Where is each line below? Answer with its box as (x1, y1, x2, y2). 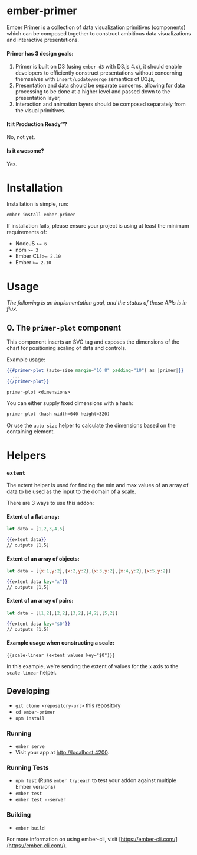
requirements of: (6, 229, 47, 236)
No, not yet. (6, 134, 35, 141)
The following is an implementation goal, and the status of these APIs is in (6, 299, 188, 306)
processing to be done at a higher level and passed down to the (15, 88, 170, 95)
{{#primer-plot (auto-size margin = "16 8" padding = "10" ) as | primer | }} (6, 368, 184, 374)
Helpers (6, 448, 47, 462)
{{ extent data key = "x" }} (6, 579, 68, 585)
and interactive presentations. (6, 36, 79, 43)
